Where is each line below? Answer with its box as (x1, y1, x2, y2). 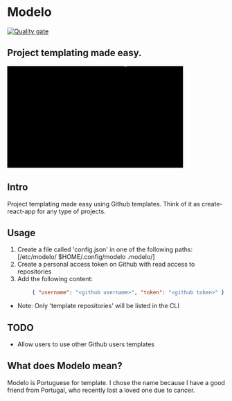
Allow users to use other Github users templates (17, 340, 154, 348)
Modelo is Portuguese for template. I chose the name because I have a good (7, 378, 225, 386)
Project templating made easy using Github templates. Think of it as (7, 199, 201, 208)
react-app (7, 207, 36, 215)
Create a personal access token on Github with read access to (17, 260, 195, 269)
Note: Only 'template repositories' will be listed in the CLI (17, 302, 180, 310)
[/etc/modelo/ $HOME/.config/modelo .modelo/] (17, 253, 155, 261)
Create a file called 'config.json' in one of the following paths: (17, 245, 193, 253)
